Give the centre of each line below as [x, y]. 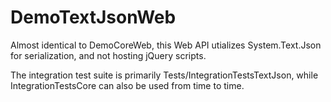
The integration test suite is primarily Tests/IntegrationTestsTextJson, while [164, 75]
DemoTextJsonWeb [93, 17]
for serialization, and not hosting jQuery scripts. [108, 55]
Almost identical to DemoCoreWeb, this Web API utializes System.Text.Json [166, 45]
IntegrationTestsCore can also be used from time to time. [127, 85]
